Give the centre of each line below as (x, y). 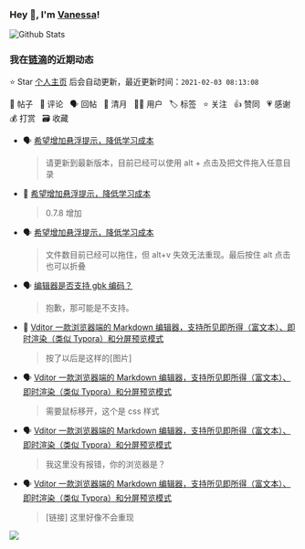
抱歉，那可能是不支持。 (89, 307)
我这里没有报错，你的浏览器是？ (105, 464)
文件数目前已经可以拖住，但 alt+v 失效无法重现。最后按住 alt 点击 (168, 254)
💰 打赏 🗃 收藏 (39, 118)
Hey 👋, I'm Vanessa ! (55, 15)
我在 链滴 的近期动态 (52, 60)
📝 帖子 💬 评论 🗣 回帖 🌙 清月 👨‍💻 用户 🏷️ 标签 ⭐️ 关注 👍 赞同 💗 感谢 (150, 103)
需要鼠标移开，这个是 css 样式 (102, 411)
